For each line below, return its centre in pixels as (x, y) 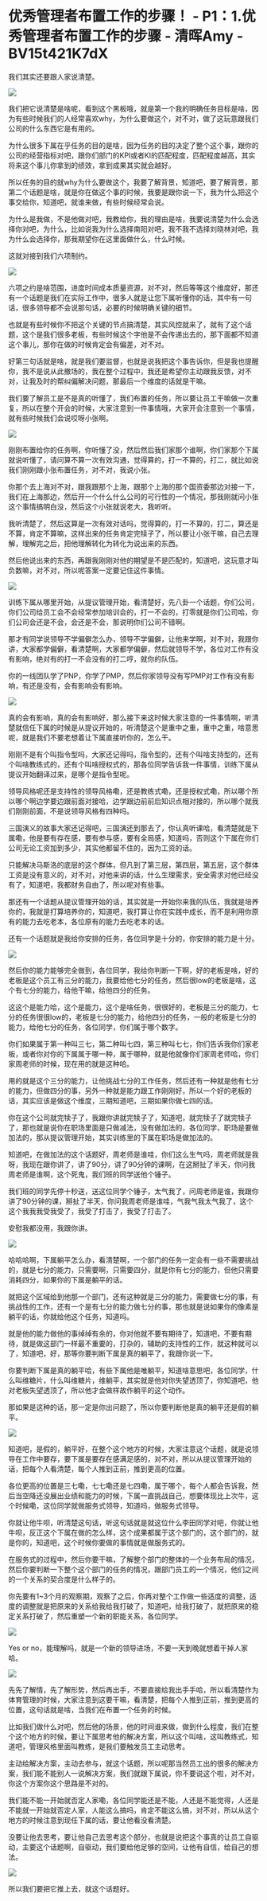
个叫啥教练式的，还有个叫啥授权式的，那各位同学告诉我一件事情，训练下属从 (133, 764)
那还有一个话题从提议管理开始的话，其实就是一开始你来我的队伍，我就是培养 (133, 901)
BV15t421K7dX (58, 54)
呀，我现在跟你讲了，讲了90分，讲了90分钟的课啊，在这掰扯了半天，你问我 (132, 1164)
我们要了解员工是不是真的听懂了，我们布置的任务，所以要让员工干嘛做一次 (130, 398)
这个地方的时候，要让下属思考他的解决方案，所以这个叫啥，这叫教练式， (133, 1736)
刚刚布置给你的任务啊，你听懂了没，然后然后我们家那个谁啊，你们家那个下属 (133, 450)
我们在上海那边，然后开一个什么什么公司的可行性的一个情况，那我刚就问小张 (133, 496)
